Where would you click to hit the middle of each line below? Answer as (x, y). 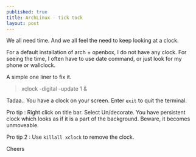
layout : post (23, 23)
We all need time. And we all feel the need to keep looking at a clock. (93, 41)
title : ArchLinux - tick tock (45, 18)
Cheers (16, 149)
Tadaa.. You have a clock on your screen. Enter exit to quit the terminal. (97, 100)
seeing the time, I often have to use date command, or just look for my (94, 59)
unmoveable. (23, 125)
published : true (27, 12)
